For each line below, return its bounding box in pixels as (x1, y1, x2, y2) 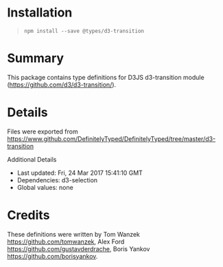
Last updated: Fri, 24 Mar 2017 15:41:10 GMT (16, 169, 143, 177)
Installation (7, 5, 73, 21)
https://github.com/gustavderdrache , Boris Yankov (7, 244, 150, 253)
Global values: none (16, 183, 73, 191)
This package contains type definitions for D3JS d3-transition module (7, 73, 204, 81)
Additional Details (7, 155, 57, 163)
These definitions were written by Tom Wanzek (7, 230, 141, 238)
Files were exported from (7, 127, 78, 136)
